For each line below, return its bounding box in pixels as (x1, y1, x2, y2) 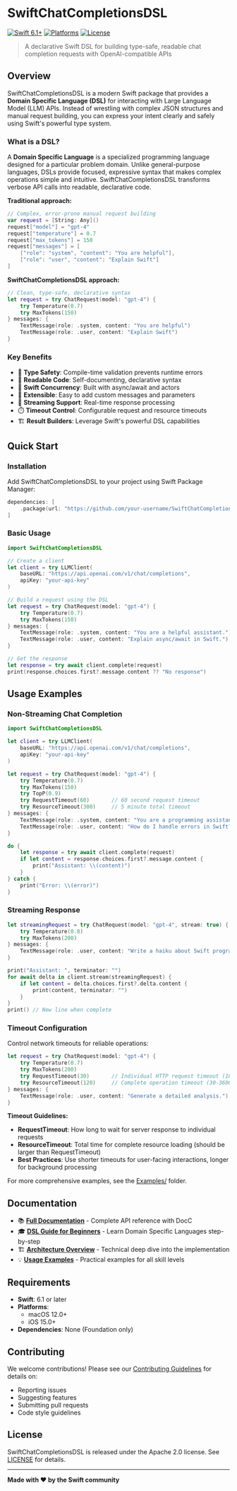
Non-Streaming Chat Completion (7, 709, 123, 719)
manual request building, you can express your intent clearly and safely (7, 111, 215, 120)
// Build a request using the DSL (7, 597, 109, 604)
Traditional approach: (7, 197, 72, 205)
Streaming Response (7, 905, 81, 915)
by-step (17, 1237, 41, 1246)
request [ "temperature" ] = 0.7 (7, 230, 97, 237)
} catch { (7, 875, 37, 882)
